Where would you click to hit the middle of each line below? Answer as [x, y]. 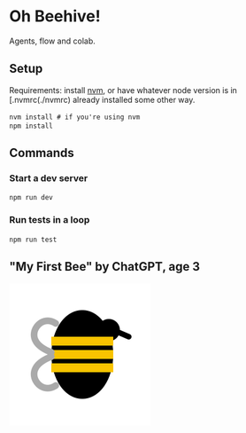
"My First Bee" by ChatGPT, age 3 [105, 267]
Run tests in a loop [50, 220]
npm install [31, 126]
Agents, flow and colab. [52, 41]
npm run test [33, 240]
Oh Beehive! [55, 16]
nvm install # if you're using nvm [75, 117]
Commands [42, 153]
